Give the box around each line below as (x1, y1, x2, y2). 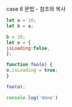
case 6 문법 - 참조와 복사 (6, 5, 66, 12)
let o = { (6, 39, 31, 45)
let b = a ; (6, 23, 34, 29)
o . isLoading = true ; (6, 67, 59, 74)
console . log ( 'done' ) (6, 94, 59, 101)
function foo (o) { (6, 62, 53, 68)
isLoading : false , (6, 45, 50, 51)
